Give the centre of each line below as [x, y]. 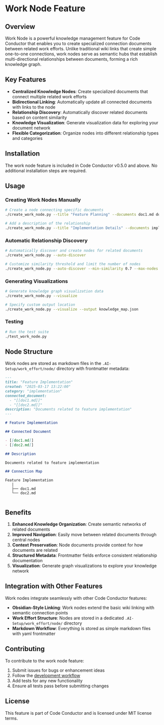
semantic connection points [40, 612]
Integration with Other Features [54, 586]
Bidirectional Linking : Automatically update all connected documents [82, 102]
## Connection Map [24, 472]
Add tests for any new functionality [47, 680]
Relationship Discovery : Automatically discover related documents [80, 112]
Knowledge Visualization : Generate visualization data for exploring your [85, 122]
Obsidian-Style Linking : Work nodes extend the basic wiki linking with [83, 608]
